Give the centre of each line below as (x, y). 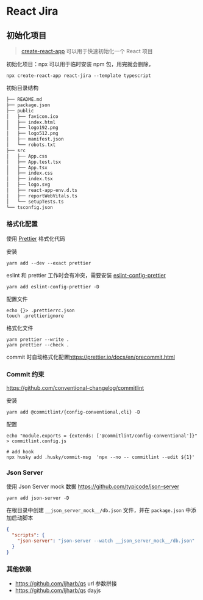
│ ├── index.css (30, 173)
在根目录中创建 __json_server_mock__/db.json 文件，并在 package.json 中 (99, 510)
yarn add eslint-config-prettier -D (53, 287)
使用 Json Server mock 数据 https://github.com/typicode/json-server (93, 486)
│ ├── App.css (27, 156)
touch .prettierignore (35, 316)
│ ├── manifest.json (35, 139)
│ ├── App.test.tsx (34, 162)
